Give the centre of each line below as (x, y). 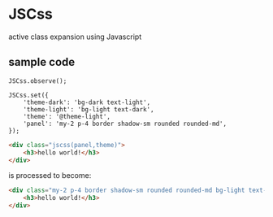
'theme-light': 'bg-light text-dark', (89, 109)
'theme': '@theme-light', (67, 116)
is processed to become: (50, 176)
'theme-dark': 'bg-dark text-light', (87, 102)
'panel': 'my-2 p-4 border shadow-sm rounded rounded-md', (125, 124)
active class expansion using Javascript (75, 37)
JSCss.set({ (28, 95)
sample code (42, 62)
